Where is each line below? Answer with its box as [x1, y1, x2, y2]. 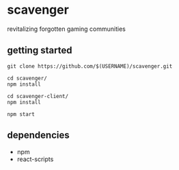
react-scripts [16, 155, 54, 163]
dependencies [7, 130, 70, 141]
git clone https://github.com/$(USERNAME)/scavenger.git [7, 62, 173, 70]
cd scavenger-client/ [7, 93, 69, 99]
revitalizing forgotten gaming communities [7, 25, 126, 33]
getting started [7, 45, 72, 56]
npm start [7, 110, 36, 118]
